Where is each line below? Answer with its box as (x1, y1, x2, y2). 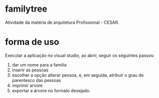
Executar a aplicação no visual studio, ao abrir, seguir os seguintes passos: (5, 52, 155, 58)
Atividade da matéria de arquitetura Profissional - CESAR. (5, 19, 119, 25)
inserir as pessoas (12, 67, 49, 73)
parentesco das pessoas (12, 77, 61, 83)
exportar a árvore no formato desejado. (12, 87, 91, 93)
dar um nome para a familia (12, 62, 67, 67)
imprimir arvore (12, 82, 43, 88)
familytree (5, 3, 47, 15)
